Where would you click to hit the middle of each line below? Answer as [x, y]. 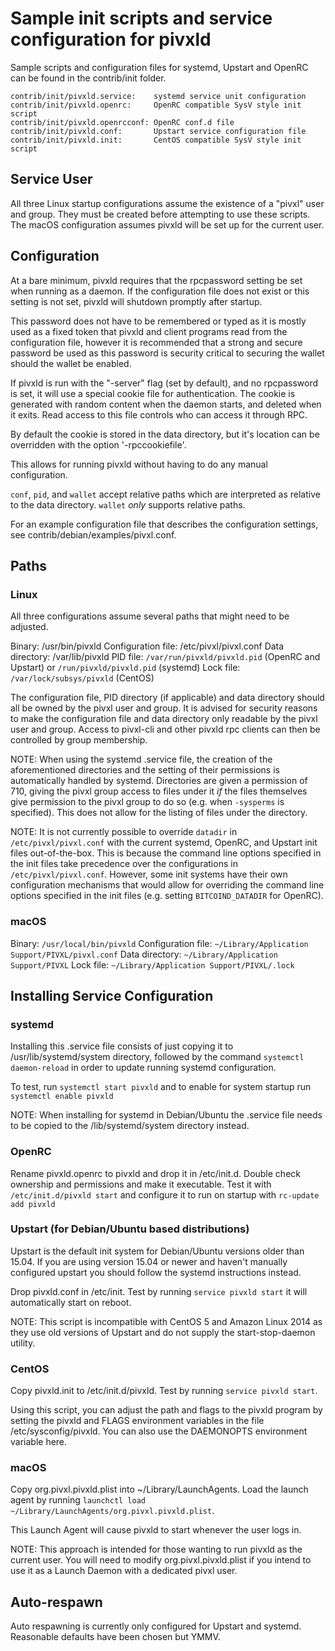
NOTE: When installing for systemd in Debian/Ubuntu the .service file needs [166, 1115]
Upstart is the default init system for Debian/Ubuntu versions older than [157, 1251]
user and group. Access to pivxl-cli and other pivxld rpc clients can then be [165, 729]
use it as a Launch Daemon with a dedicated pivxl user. [124, 1571]
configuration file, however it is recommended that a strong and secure [156, 342]
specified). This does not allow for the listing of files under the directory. [159, 813]
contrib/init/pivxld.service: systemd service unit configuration [158, 96]
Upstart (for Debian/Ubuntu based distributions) [130, 1229]
